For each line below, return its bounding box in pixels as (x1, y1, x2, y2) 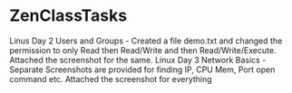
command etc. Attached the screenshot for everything (9, 73, 212, 84)
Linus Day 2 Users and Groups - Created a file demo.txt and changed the (9, 35, 283, 46)
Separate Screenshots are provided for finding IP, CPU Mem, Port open (9, 64, 276, 75)
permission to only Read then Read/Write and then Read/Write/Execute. (9, 44, 277, 55)
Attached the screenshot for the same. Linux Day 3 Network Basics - (9, 54, 267, 65)
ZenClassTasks (9, 5, 128, 26)
